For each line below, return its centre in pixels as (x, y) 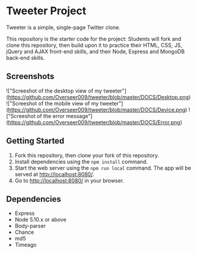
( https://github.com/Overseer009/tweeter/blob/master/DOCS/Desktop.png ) (99, 97)
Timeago (26, 245)
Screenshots (30, 76)
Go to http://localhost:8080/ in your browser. (69, 180)
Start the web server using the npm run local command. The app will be (103, 168)
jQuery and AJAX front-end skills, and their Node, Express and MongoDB (96, 51)
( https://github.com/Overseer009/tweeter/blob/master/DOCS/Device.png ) (97, 109)
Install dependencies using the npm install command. (81, 161)
